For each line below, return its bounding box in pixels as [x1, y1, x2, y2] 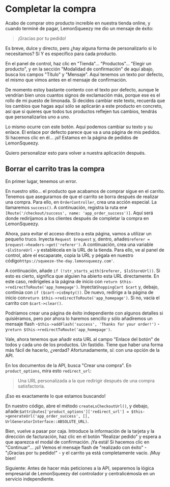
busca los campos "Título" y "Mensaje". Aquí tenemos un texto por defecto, [5, 71, 164, 77]
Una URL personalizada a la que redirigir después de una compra [17, 377, 155, 383]
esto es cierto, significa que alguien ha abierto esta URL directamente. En [5, 273, 159, 279]
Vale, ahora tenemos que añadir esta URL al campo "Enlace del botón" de [5, 336, 160, 342]
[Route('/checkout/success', [5, 210, 67, 216]
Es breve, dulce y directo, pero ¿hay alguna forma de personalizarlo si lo [5, 45, 157, 51]
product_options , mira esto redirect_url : [5, 368, 92, 374]
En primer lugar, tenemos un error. [5, 178, 77, 184]
